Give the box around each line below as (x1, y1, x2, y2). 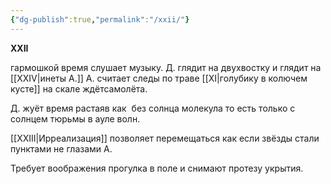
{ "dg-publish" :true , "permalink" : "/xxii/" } (10, 14, 190, 25)
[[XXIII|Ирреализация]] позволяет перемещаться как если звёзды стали (10, 132, 320, 144)
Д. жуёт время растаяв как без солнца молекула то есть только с (10, 102, 296, 114)
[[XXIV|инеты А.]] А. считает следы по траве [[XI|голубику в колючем (10, 72, 308, 84)
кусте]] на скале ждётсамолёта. (10, 82, 148, 95)
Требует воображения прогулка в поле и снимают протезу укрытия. (10, 162, 304, 174)
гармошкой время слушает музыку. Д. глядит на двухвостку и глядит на (10, 61, 322, 73)
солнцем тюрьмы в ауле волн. (10, 112, 141, 125)
